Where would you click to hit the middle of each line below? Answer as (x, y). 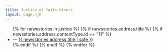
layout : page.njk (23, 14)
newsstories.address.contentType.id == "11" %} (62, 34)
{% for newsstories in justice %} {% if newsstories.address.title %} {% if (88, 28)
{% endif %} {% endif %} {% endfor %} (54, 44)
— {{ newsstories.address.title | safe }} (53, 39)
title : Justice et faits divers (39, 10)
